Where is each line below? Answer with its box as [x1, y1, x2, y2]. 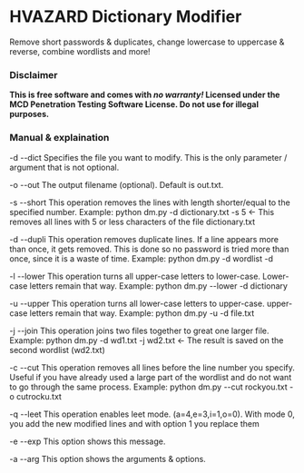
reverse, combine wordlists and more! [9, 45, 152, 56]
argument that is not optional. [9, 162, 120, 172]
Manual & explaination [9, 132, 110, 144]
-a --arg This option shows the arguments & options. [9, 453, 206, 464]
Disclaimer [9, 68, 58, 81]
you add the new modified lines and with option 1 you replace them [9, 418, 260, 429]
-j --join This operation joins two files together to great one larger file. [9, 325, 270, 336]
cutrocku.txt [16, 390, 62, 401]
